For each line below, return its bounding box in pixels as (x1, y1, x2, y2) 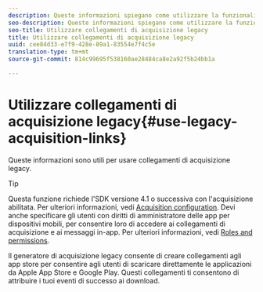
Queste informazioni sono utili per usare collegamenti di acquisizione (8, 155, 231, 165)
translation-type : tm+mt (8, 48, 89, 56)
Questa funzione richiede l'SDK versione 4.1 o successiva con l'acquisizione (8, 194, 254, 203)
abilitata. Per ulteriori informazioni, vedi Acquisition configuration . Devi (8, 202, 236, 212)
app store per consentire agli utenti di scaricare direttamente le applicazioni (8, 259, 252, 268)
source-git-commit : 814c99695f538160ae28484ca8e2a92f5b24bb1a (8, 56, 215, 64)
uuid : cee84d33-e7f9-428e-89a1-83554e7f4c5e (8, 41, 156, 49)
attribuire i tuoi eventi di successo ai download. (8, 276, 160, 285)
